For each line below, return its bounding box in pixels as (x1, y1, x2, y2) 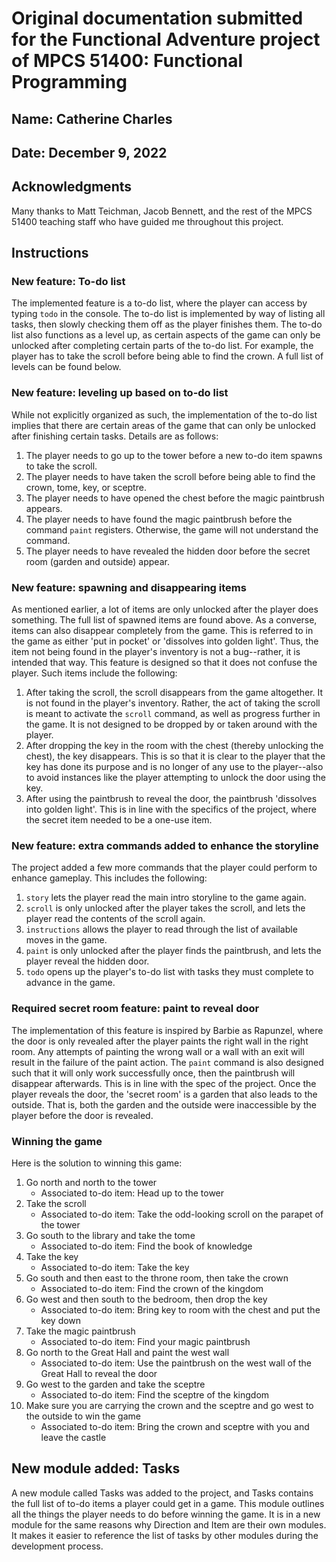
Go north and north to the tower (25, 1176, 158, 1188)
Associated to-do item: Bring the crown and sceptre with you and (40, 1420, 310, 1432)
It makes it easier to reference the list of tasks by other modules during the (11, 1529, 319, 1541)
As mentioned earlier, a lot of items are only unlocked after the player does (11, 603, 319, 616)
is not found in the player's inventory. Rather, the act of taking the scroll (25, 697, 321, 709)
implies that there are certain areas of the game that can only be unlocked (11, 419, 316, 431)
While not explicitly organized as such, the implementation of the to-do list (11, 408, 318, 421)
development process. (11, 1540, 104, 1552)
